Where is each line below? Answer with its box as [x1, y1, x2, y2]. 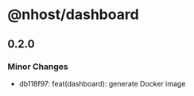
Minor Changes [7, 61, 68, 72]
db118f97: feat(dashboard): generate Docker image [18, 79, 186, 88]
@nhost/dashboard [7, 6, 140, 24]
